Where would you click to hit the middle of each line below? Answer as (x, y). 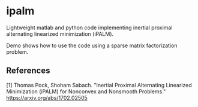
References (28, 71)
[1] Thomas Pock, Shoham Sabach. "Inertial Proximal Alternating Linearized (99, 85)
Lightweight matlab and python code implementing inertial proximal (89, 27)
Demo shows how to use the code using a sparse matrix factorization (92, 45)
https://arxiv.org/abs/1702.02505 (47, 97)
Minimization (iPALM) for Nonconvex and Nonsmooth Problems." (86, 91)
